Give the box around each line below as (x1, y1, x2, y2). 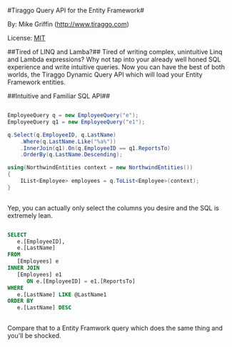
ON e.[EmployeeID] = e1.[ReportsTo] (26, 278, 136, 285)
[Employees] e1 (16, 271, 62, 278)
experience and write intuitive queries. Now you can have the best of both (7, 63, 225, 71)
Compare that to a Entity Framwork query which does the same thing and (7, 324, 223, 332)
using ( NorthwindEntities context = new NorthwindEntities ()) (7, 164, 193, 171)
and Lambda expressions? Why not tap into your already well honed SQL (7, 55, 221, 64)
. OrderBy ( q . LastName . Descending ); (20, 151, 123, 159)
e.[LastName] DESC (16, 304, 72, 311)
